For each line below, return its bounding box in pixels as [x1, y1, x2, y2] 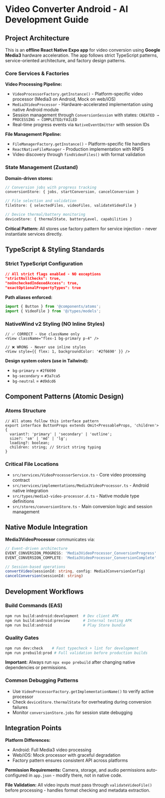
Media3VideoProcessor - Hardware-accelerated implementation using [12, 101, 153, 107]
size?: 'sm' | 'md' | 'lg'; [9, 436, 68, 441]
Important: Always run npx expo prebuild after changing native [5, 659, 136, 665]
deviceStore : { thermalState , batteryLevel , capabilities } [5, 216, 133, 222]
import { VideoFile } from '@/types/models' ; [5, 308, 101, 314]
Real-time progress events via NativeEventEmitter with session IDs [12, 122, 150, 128]
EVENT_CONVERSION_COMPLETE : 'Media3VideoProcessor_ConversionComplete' [5, 555, 157, 560]
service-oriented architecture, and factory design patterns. [5, 58, 126, 63]
